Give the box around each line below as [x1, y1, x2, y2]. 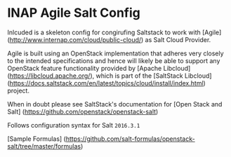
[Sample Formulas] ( [7, 135, 67, 143]
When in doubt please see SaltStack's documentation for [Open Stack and [7, 100, 223, 108]
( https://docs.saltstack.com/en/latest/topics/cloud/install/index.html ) [7, 78, 206, 87]
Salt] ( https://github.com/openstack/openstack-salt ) [7, 107, 159, 116]
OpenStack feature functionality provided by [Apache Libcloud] [7, 64, 191, 72]
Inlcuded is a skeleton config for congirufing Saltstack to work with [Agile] [7, 28, 222, 36]
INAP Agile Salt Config [7, 5, 140, 21]
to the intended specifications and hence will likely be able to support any [7, 56, 220, 64]
